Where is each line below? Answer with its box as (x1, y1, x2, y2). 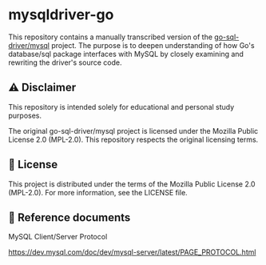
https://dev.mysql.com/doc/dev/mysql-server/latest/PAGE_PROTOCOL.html (8, 247, 256, 257)
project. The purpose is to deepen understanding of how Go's (51, 40, 255, 50)
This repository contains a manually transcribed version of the (8, 32, 213, 42)
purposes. (8, 110, 42, 120)
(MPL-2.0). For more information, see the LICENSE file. (8, 187, 188, 197)
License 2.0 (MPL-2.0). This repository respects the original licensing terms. (8, 135, 259, 144)
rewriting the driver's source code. (8, 58, 122, 67)
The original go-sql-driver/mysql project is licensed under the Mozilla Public (8, 126, 259, 135)
